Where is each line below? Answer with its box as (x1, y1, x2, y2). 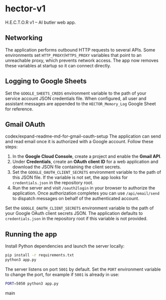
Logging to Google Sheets (5, 77, 87, 86)
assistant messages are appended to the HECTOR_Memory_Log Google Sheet (5, 100, 156, 106)
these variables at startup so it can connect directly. (5, 62, 111, 68)
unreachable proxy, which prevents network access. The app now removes (5, 57, 159, 63)
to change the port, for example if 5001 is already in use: (5, 271, 120, 277)
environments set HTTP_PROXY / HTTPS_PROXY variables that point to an (5, 52, 142, 58)
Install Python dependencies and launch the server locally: (5, 243, 125, 249)
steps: (5, 144, 18, 150)
